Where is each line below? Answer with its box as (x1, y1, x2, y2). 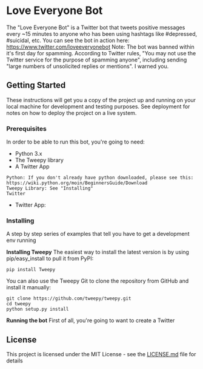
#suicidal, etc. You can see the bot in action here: (6, 36, 130, 44)
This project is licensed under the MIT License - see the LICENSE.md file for (6, 351, 196, 358)
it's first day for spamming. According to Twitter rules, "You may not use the (6, 49, 196, 57)
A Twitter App (15, 163, 50, 170)
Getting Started (6, 80, 66, 91)
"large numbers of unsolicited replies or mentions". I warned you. (6, 62, 169, 70)
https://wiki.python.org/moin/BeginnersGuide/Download (6, 180, 148, 186)
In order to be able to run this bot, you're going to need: (6, 138, 145, 146)
